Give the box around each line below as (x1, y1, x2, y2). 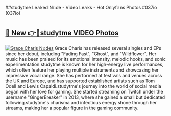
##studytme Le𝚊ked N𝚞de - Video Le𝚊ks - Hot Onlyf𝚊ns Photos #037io (5, 5, 157, 10)
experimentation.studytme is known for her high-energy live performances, (5, 61, 164, 67)
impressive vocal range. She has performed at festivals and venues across (5, 72, 162, 78)
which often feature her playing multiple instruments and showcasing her (5, 66, 159, 73)
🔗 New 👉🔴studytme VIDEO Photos (5, 29, 119, 37)
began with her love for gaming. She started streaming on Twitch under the (5, 88, 163, 95)
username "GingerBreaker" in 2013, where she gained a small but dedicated (5, 94, 165, 100)
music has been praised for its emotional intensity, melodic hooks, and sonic (5, 56, 166, 62)
